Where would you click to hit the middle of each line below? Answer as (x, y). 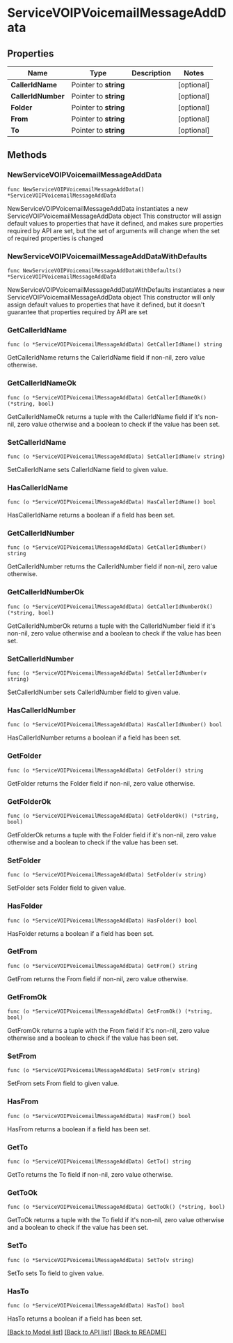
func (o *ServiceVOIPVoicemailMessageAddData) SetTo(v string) (101, 1260)
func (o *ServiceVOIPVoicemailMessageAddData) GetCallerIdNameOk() (107, 397)
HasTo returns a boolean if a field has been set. (75, 1319)
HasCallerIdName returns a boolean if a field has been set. (91, 515)
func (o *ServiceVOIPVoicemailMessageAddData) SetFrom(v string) (104, 1071)
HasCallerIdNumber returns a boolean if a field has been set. (94, 737)
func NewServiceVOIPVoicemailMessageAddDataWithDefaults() (95, 270)
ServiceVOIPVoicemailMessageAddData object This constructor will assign (114, 216)
